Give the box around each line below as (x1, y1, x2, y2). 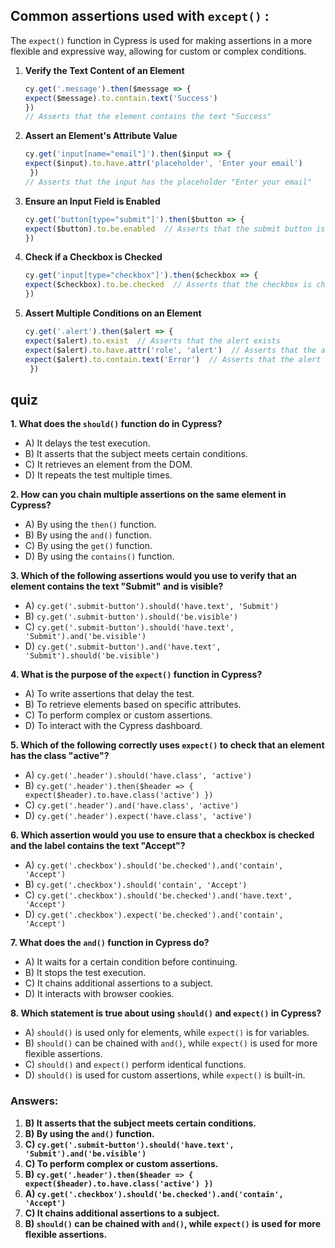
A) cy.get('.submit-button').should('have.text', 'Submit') (24, 600, 280, 612)
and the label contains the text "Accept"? (10, 840, 186, 852)
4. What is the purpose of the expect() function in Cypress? (10, 669, 263, 681)
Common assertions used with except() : (10, 8, 270, 25)
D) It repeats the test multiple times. (24, 469, 173, 481)
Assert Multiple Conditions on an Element (24, 307, 202, 319)
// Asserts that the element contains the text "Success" (24, 112, 272, 122)
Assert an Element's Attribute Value (24, 130, 178, 142)
